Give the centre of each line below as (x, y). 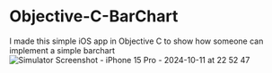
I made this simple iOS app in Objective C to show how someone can (136, 41)
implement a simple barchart (62, 50)
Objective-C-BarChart (94, 16)
